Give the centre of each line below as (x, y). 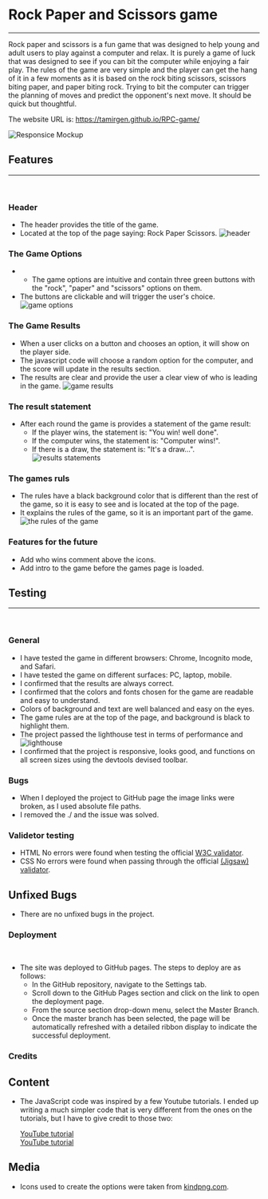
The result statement (50, 407)
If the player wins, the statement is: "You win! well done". (125, 432)
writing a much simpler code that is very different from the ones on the (136, 1110)
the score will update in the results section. (91, 368)
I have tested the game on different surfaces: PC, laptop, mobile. (126, 675)
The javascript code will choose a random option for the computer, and (136, 360)
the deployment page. (68, 1002)
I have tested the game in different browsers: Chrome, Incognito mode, (136, 657)
